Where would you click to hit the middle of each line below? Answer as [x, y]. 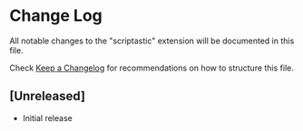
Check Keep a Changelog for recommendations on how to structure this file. [152, 68]
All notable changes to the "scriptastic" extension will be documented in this [152, 41]
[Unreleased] [48, 96]
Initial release [47, 117]
